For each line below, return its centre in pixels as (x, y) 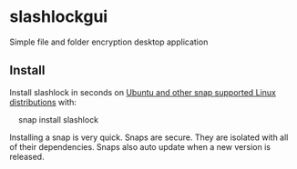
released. (27, 156)
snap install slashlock (58, 119)
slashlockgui (59, 17)
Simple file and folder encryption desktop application (109, 42)
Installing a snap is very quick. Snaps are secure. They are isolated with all (149, 137)
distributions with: (43, 102)
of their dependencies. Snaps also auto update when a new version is (140, 146)
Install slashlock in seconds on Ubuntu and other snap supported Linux (143, 92)
